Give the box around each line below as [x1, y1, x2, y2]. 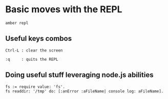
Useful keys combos [5, 34, 72, 43]
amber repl [5, 20, 29, 26]
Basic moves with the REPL [5, 4, 122, 15]
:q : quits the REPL [5, 57, 58, 62]
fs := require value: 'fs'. [5, 84, 66, 89]
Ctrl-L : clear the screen [5, 47, 63, 53]
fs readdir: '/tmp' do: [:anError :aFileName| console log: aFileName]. [5, 88, 164, 94]
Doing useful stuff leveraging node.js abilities [5, 70, 154, 80]
